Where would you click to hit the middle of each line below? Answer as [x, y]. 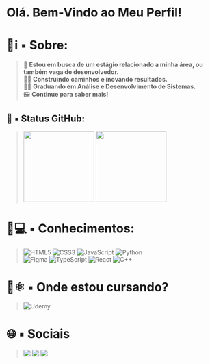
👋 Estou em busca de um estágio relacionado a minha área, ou [113, 65]
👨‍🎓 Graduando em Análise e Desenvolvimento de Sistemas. [109, 86]
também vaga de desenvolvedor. [71, 72]
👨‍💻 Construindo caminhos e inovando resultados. [95, 80]
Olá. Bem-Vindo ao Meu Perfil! [94, 13]
